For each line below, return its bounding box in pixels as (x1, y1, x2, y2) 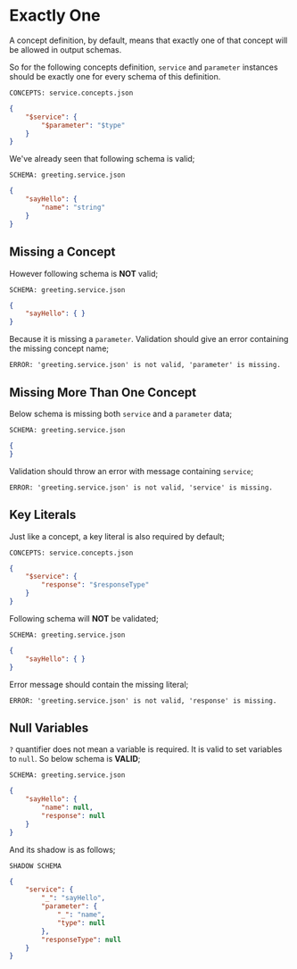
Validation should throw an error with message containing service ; (9, 465, 254, 476)
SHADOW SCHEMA (9, 861, 62, 871)
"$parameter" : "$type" (41, 121, 126, 129)
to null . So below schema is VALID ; (9, 754, 141, 764)
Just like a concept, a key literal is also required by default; (9, 530, 226, 541)
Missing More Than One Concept (9, 385, 197, 400)
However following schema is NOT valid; (9, 268, 159, 279)
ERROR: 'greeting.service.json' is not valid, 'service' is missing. (9, 483, 274, 492)
